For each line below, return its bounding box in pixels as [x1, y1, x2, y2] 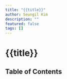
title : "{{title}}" [5, 7, 46, 12]
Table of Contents [5, 67, 62, 75]
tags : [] [5, 26, 23, 31]
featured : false [5, 21, 39, 26]
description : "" [5, 16, 39, 21]
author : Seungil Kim [5, 12, 48, 17]
